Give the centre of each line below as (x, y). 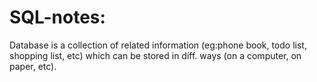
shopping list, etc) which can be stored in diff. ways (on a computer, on (155, 55)
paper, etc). (33, 66)
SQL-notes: (57, 17)
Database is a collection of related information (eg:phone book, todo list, (158, 45)
